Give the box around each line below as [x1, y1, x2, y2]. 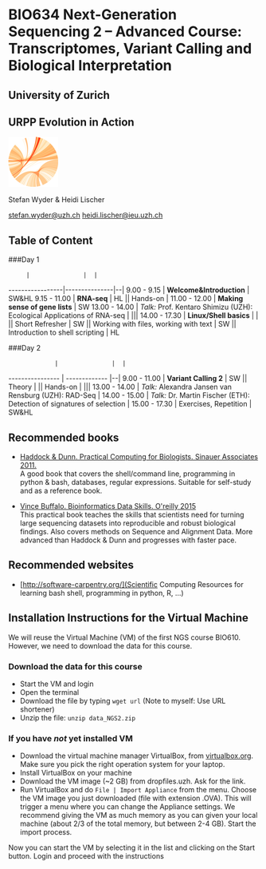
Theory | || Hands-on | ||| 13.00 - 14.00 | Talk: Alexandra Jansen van [8, 382, 233, 392]
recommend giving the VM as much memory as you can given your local [19, 811, 258, 820]
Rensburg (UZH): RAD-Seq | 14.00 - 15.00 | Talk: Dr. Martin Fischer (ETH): [8, 391, 250, 400]
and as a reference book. [19, 486, 103, 496]
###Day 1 [8, 255, 40, 264]
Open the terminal [19, 687, 80, 696]
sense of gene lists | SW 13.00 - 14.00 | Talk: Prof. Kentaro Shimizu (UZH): [8, 302, 253, 312]
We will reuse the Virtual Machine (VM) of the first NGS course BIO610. [8, 633, 241, 642]
